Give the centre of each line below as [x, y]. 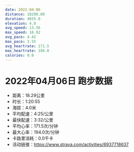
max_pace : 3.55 [21, 42]
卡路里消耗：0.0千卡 [33, 138]
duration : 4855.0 [23, 19]
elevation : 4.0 [21, 23]
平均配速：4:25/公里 [33, 114]
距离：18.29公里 [28, 96]
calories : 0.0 [20, 55]
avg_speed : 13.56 [23, 28]
